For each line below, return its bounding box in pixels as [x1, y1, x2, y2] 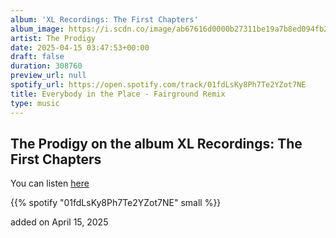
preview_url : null [10, 71, 87, 81]
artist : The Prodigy [10, 33, 97, 43]
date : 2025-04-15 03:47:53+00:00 [10, 42, 150, 53]
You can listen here [10, 177, 90, 190]
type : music [10, 98, 60, 108]
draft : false [10, 52, 65, 62]
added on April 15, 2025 [10, 216, 109, 228]
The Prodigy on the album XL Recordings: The [10, 135, 303, 152]
